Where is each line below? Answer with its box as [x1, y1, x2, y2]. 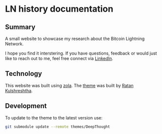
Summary [5, 23, 36, 31]
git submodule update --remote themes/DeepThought [5, 124, 110, 129]
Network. [5, 41, 24, 47]
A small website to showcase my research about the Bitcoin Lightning [5, 36, 145, 41]
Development [5, 102, 47, 110]
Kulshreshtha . [5, 88, 33, 94]
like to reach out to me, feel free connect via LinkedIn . [5, 56, 114, 61]
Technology [5, 70, 42, 78]
